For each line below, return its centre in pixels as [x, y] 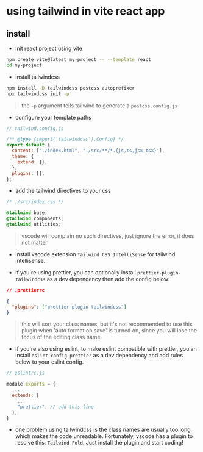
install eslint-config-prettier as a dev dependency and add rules [99, 356]
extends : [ [26, 395]
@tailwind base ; [27, 213]
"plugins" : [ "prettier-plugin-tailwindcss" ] [69, 307]
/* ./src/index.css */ [35, 202]
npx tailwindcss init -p [38, 94]
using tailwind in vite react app [86, 11]
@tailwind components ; [35, 219]
